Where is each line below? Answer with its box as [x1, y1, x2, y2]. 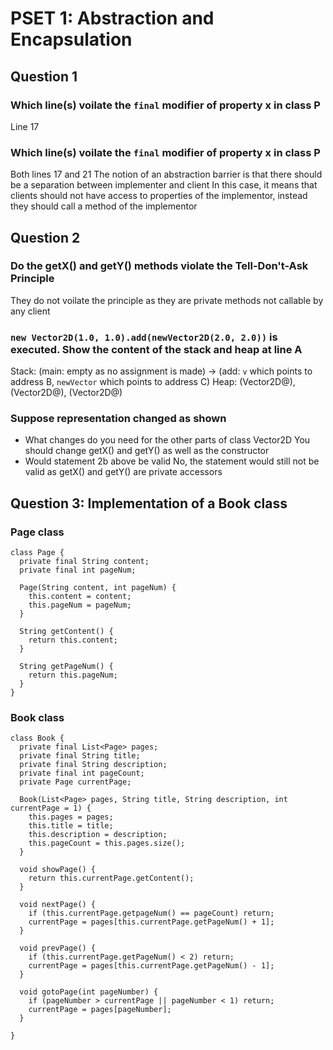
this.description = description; [28, 830, 168, 840]
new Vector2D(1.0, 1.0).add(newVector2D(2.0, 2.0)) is [10, 330, 278, 344]
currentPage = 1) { [10, 803, 92, 814]
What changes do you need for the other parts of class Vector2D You [24, 434, 311, 446]
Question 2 [10, 229, 81, 246]
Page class [10, 525, 65, 539]
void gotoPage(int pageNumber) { [19, 987, 159, 997]
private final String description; [19, 760, 168, 770]
